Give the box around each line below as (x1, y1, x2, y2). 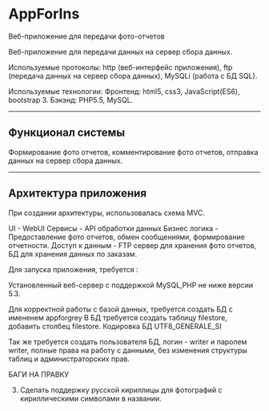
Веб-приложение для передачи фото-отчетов (8, 31, 166, 41)
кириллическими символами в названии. (19, 393, 162, 403)
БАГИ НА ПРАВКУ (8, 369, 70, 379)
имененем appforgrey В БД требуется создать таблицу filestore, (8, 312, 228, 322)
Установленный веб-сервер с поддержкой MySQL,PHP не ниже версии (8, 280, 254, 290)
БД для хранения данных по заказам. (8, 249, 138, 258)
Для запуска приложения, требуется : (8, 264, 139, 274)
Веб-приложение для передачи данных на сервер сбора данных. (8, 47, 233, 56)
